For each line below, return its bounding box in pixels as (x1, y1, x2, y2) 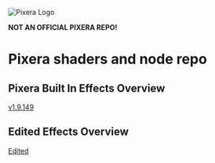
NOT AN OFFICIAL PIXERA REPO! (8, 23, 118, 31)
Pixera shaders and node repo (8, 50, 208, 69)
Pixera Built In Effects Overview (8, 81, 166, 94)
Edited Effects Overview (8, 125, 129, 139)
